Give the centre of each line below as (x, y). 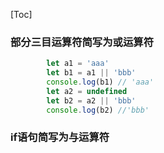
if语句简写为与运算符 (60, 137)
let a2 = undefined (87, 91)
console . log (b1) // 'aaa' (100, 82)
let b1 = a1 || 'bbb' (91, 73)
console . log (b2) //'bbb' (98, 110)
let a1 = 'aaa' (78, 64)
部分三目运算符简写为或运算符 (82, 42)
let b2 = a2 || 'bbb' (91, 100)
